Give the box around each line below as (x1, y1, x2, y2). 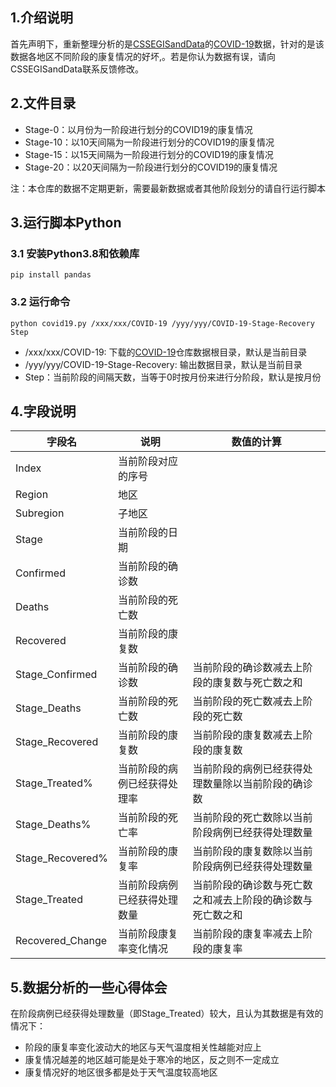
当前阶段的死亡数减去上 (192, 694, 303, 708)
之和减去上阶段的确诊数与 (192, 893, 313, 907)
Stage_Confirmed (15, 668, 98, 682)
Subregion (15, 506, 65, 520)
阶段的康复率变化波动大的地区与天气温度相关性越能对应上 (24, 1041, 262, 1053)
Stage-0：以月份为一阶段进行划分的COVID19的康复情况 (24, 123, 253, 135)
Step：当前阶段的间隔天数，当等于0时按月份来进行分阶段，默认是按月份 (24, 371, 322, 383)
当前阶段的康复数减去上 (192, 728, 303, 742)
